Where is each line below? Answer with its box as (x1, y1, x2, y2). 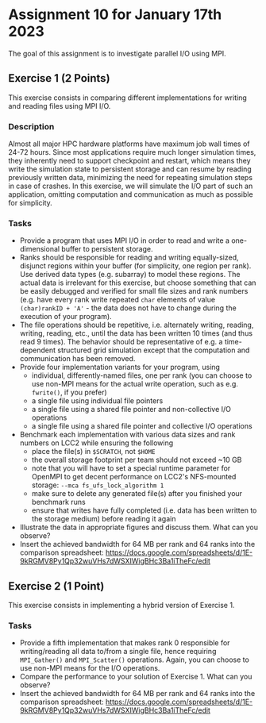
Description (8, 121, 55, 132)
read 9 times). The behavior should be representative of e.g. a (19, 337, 223, 347)
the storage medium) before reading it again (31, 514, 176, 524)
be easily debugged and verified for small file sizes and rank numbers (19, 287, 249, 296)
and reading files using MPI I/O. (8, 101, 111, 110)
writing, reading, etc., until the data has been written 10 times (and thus (19, 329, 253, 338)
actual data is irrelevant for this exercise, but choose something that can (19, 278, 256, 287)
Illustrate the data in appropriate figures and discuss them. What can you (19, 522, 259, 533)
